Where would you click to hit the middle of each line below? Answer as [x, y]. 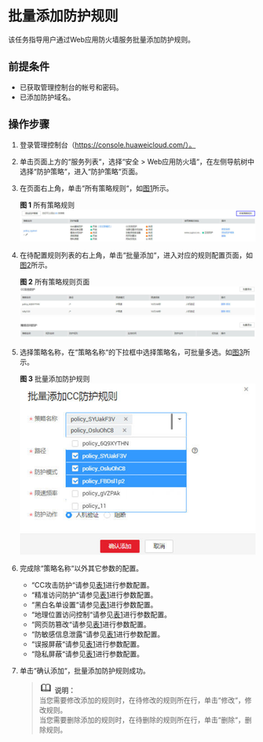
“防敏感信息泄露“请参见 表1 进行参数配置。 [98, 634]
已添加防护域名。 [47, 97]
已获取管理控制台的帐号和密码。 [71, 87]
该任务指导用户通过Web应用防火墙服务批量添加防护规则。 [101, 39]
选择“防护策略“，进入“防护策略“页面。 [81, 171]
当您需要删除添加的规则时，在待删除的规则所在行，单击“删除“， [142, 720]
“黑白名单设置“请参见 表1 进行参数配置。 [94, 604]
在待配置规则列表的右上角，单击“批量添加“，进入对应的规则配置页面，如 [136, 255]
